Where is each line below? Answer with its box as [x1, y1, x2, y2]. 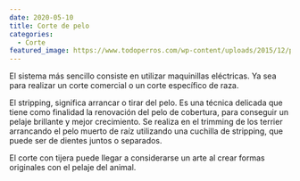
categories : [9, 29, 54, 38]
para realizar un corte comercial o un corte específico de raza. [9, 80, 239, 91]
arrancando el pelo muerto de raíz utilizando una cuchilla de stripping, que [9, 126, 284, 136]
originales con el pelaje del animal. [9, 162, 137, 173]
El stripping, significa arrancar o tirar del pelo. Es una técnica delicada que [9, 97, 283, 108]
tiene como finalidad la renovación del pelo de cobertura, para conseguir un [9, 107, 288, 118]
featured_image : [9, 46, 70, 55]
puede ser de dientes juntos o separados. [9, 136, 162, 146]
